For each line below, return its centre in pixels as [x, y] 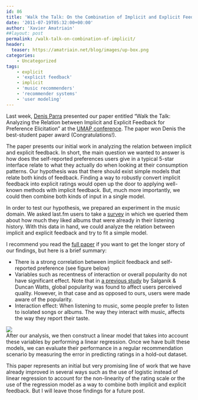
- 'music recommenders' [46, 88]
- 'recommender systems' [47, 94]
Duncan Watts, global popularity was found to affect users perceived [98, 287]
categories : [21, 55]
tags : [13, 66]
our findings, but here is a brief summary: [57, 250]
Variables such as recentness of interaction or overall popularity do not [101, 274]
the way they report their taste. [52, 318]
